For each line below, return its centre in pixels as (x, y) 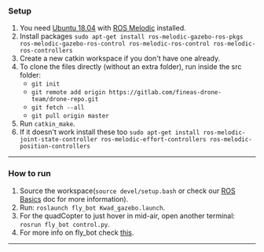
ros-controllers (46, 51)
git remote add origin (68, 93)
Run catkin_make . (48, 124)
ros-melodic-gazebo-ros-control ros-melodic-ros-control (115, 44)
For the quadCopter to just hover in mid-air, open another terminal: (127, 215)
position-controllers (55, 147)
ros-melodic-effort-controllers (154, 140)
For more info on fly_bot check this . (77, 232)
